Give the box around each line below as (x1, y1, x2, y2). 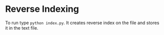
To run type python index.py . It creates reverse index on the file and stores (5, 20, 159, 26)
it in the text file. (5, 25, 38, 31)
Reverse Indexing (5, 3, 79, 15)
